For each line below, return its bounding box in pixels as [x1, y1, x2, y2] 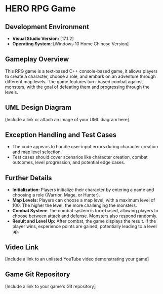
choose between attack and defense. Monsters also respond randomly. [12, 213, 158, 219]
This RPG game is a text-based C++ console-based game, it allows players [5, 68, 158, 74]
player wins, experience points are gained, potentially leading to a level [12, 224, 157, 229]
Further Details [5, 173, 52, 182]
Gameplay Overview [5, 55, 69, 64]
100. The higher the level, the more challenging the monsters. [12, 202, 137, 208]
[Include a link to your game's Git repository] [5, 283, 96, 289]
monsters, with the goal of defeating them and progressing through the [5, 84, 150, 90]
